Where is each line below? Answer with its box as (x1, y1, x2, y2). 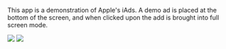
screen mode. (7, 21, 48, 29)
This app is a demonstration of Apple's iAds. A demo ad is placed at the (7, 6, 217, 14)
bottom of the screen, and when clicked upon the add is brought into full (7, 13, 220, 22)
